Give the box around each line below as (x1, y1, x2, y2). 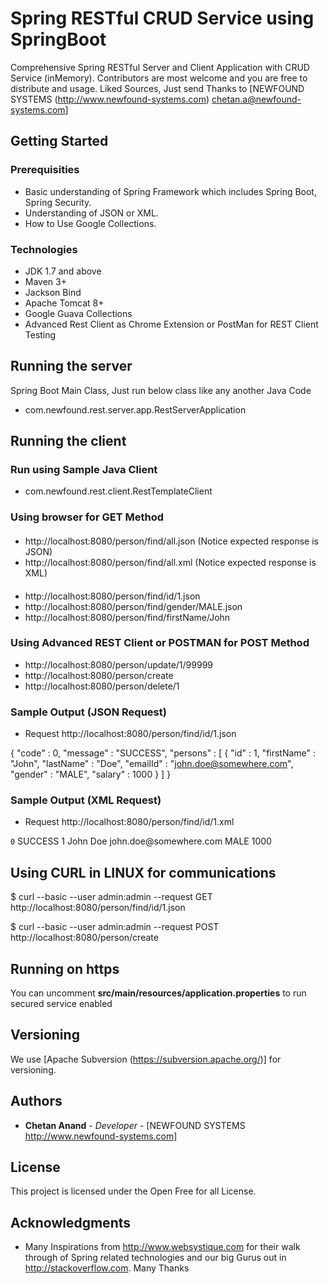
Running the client (10, 433, 127, 450)
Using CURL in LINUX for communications (10, 864, 277, 881)
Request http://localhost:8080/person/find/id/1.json (24, 728, 237, 740)
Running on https (10, 960, 120, 977)
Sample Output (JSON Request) (10, 705, 167, 719)
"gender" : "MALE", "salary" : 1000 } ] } (10, 768, 172, 781)
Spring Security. (24, 196, 92, 208)
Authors (10, 1093, 63, 1110)
